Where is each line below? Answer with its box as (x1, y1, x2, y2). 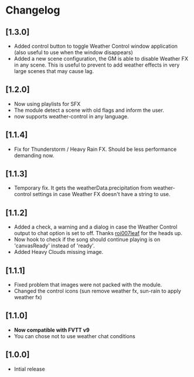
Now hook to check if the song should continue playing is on (13, 236, 161, 243)
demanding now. (13, 151, 55, 159)
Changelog (5, 4, 60, 17)
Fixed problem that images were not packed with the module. (13, 281, 162, 289)
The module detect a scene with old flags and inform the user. (13, 107, 165, 114)
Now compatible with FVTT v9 (13, 326, 90, 333)
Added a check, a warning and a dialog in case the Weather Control (13, 223, 178, 230)
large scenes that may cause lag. (13, 68, 94, 74)
